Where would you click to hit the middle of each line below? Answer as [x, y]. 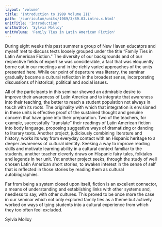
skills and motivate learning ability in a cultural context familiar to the [73, 149]
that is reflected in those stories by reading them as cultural [65, 169]
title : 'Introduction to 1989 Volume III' [49, 14]
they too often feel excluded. [34, 210]
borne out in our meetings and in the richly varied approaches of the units [79, 67]
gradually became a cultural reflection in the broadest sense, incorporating [80, 77]
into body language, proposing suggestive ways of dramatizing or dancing [79, 128]
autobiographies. [22, 174]
